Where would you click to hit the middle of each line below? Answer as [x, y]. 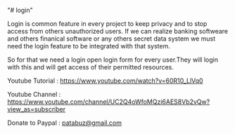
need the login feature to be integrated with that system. [89, 46]
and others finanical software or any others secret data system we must [112, 39]
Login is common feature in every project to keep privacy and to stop [107, 24]
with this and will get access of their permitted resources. [91, 67]
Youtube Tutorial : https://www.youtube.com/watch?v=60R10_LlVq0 [105, 81]
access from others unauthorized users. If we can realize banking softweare [118, 31]
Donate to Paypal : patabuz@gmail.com [64, 123]
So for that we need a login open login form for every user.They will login [113, 60]
